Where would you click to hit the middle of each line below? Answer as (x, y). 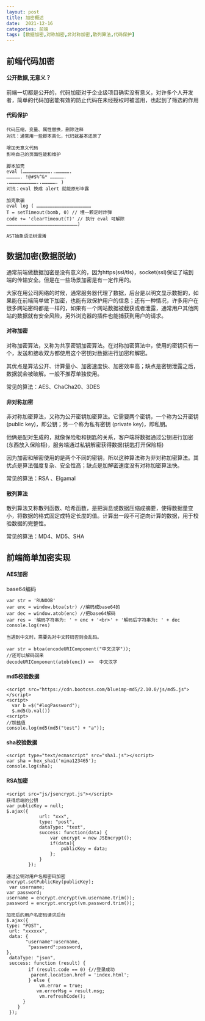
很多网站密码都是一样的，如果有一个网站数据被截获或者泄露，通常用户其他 (100, 308)
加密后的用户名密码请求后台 (36, 915)
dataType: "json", (32, 957)
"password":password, (56, 947)
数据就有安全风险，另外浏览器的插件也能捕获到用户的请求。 (92, 316)
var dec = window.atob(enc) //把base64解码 (61, 613)
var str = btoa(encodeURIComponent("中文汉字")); (69, 649)
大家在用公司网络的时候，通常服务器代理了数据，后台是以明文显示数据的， (100, 292)
